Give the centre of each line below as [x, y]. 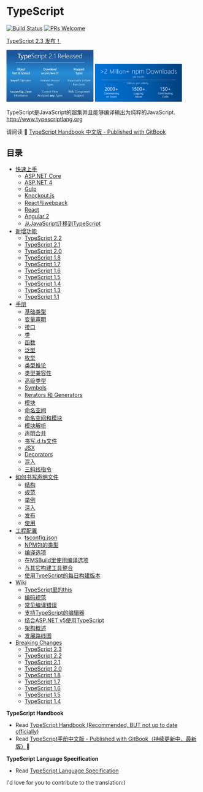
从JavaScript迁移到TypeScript [63, 223]
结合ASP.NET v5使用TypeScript [64, 620]
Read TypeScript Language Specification [67, 771]
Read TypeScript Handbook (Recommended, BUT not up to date [96, 725]
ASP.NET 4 [38, 182]
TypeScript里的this [48, 590]
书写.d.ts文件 [41, 440]
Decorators [39, 454]
